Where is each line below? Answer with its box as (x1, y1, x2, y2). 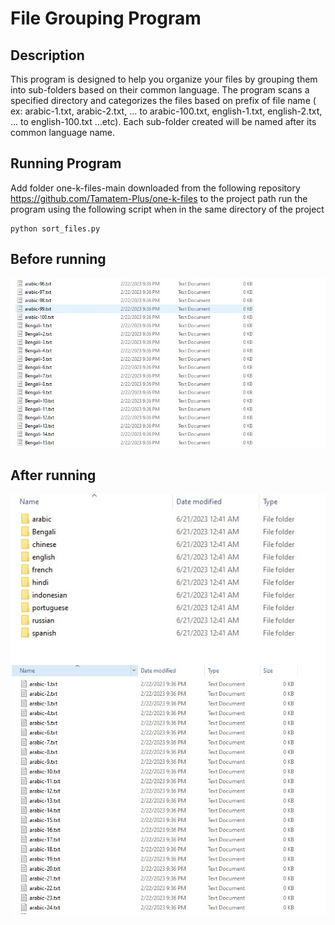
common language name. (10, 127, 116, 138)
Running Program (10, 155, 122, 172)
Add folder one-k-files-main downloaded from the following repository (10, 182, 301, 194)
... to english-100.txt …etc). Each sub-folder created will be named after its (10, 116, 317, 127)
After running (10, 467, 97, 484)
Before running (10, 251, 107, 268)
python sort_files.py (10, 223, 101, 234)
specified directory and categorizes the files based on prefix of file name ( (10, 95, 317, 106)
